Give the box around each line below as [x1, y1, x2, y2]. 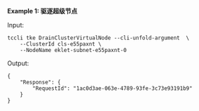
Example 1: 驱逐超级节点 [7, 7, 78, 15]
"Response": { [20, 79, 61, 86]
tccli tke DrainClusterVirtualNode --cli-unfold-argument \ [7, 34, 190, 41]
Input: [7, 21, 25, 29]
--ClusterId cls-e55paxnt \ [20, 41, 102, 48]
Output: [7, 59, 29, 67]
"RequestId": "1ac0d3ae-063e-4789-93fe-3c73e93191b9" [32, 85, 193, 92]
